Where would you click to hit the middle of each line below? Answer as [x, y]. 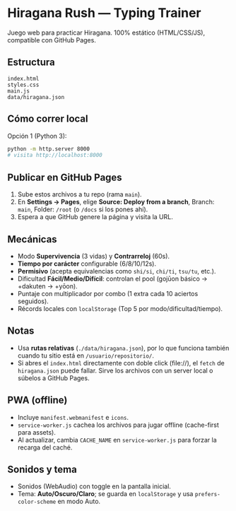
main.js [19, 91]
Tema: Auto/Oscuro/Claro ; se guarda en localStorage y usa [105, 494]
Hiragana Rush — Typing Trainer [104, 13]
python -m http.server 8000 [49, 149]
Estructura [31, 63]
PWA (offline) [37, 400]
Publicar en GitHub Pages [65, 177]
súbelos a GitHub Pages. [53, 378]
